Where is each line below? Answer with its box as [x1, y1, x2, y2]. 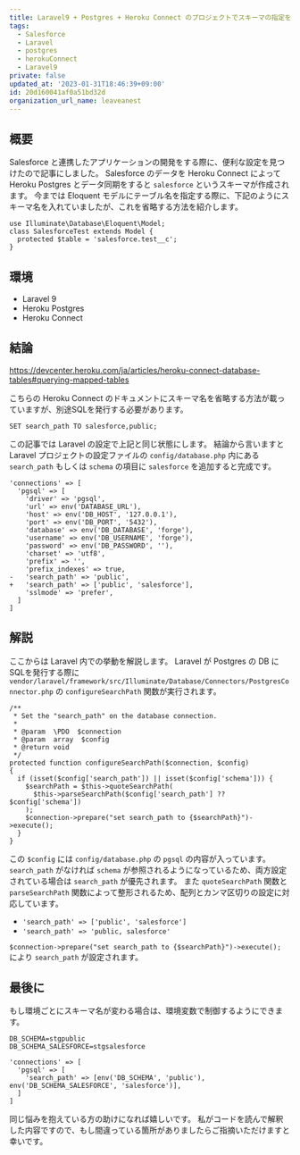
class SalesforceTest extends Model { [9, 227, 154, 237]
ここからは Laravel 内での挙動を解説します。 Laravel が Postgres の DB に [9, 656, 279, 666]
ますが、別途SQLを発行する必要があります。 [24, 404, 188, 414]
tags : [9, 21, 29, 30]
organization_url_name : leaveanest [9, 96, 142, 105]
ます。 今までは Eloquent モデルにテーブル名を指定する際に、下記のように [9, 190, 282, 201]
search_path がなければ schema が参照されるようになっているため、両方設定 [9, 864, 287, 875]
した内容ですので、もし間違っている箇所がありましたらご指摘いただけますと [9, 1125, 290, 1135]
